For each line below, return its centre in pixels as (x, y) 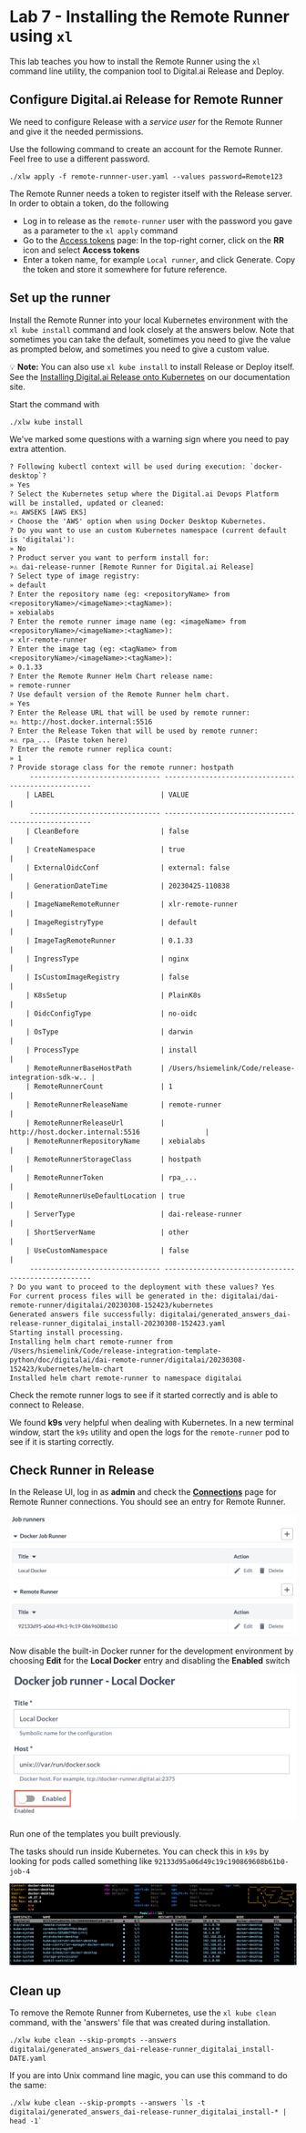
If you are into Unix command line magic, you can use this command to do (149, 2076)
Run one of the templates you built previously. (96, 1834)
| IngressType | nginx (107, 959)
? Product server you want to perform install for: (109, 558)
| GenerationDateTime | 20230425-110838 (128, 886)
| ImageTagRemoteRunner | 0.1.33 (110, 941)
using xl (41, 36)
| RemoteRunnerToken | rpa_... (112, 1178)
